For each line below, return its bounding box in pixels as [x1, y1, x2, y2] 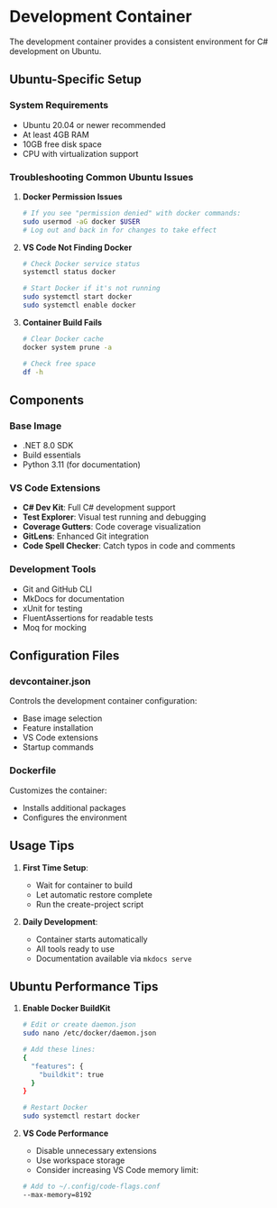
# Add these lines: [22, 1045, 97, 1055]
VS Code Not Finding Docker [22, 242, 133, 253]
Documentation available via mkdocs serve [35, 953, 192, 964]
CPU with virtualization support [22, 148, 139, 159]
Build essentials [22, 449, 81, 461]
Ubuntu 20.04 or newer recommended [22, 119, 166, 130]
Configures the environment [22, 812, 128, 823]
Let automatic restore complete [35, 889, 153, 899]
